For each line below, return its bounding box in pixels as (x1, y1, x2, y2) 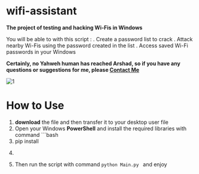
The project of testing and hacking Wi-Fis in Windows (6, 24, 143, 31)
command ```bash (14, 131, 59, 138)
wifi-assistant (6, 4, 77, 18)
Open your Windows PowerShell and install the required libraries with (14, 124, 187, 132)
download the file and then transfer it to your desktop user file (14, 118, 169, 126)
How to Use (6, 99, 65, 112)
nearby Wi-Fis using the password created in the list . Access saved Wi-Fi (6, 42, 188, 49)
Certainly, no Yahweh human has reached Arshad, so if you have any (6, 60, 180, 67)
